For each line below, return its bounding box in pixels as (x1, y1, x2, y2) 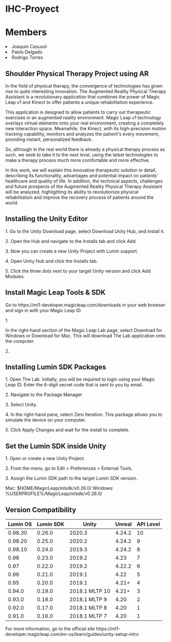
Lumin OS (8, 521, 32, 528)
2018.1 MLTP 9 (69, 596, 107, 603)
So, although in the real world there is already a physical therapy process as (5, 146, 165, 152)
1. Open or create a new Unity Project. (5, 455, 85, 462)
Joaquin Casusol (12, 44, 47, 50)
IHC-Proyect (5, 3, 59, 15)
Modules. (5, 273, 25, 279)
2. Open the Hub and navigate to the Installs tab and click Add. (5, 238, 137, 244)
